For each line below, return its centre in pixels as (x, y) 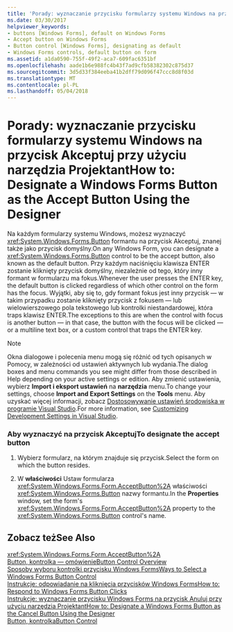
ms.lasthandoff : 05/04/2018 (48, 91)
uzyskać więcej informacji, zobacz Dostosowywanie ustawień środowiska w (116, 402)
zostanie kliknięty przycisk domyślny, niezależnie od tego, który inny (105, 271)
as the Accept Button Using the (99, 200)
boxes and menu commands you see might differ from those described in (112, 372)
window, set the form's (50, 501)
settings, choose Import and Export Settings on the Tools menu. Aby (106, 394)
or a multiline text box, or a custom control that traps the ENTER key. (105, 330)
